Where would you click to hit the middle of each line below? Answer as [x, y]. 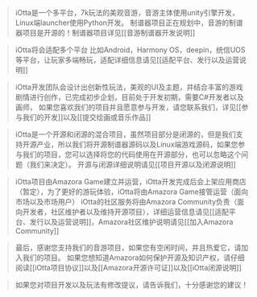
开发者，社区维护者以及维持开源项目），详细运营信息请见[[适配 [126, 212]
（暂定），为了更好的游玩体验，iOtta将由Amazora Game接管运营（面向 [132, 192]
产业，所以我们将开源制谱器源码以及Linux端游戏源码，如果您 [137, 144]
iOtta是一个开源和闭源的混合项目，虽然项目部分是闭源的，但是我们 [125, 134]
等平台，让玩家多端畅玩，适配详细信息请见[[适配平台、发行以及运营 [127, 60]
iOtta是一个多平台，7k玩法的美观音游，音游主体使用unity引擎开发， [127, 12]
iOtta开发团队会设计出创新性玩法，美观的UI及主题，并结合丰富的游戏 [129, 87]
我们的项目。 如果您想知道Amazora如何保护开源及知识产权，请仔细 [133, 258]
